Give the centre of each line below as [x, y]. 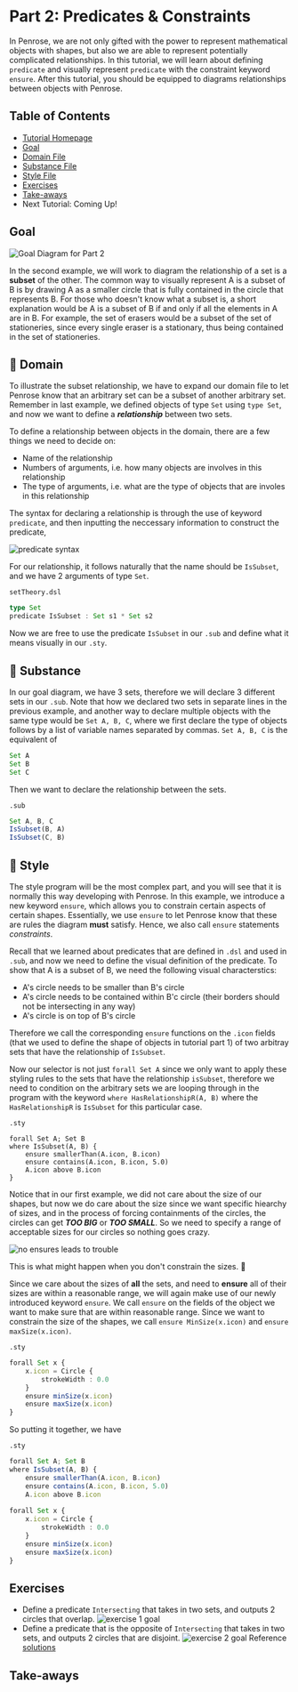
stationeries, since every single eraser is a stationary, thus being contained [146, 327]
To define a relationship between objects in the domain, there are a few [140, 431]
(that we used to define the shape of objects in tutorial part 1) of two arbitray [149, 1042]
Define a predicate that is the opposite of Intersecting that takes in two [153, 1629]
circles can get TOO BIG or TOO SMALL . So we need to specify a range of [145, 1222]
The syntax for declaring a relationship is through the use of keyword [136, 513]
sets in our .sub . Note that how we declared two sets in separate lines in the [148, 701]
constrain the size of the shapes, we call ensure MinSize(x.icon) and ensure [149, 1321]
